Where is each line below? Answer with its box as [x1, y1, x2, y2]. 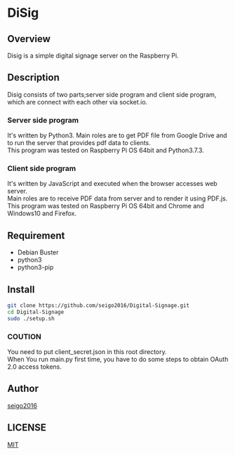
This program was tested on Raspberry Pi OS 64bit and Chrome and [7, 202, 205, 210]
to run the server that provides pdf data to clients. [7, 139, 151, 147]
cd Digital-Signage [7, 308, 65, 315]
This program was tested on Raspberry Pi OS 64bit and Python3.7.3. [7, 146, 205, 155]
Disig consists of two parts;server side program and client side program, [7, 90, 217, 99]
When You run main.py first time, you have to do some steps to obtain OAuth [7, 355, 229, 363]
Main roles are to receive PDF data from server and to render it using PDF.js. [7, 194, 228, 203]
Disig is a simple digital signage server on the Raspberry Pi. [7, 51, 179, 60]
